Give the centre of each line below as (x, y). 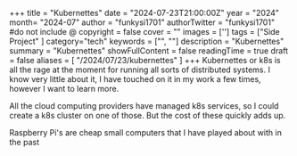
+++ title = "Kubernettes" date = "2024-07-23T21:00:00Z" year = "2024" (144, 13)
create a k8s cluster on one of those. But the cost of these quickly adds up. (148, 115)
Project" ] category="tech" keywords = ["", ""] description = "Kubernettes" (147, 41)
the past (25, 142)
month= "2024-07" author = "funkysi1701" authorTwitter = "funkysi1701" (142, 22)
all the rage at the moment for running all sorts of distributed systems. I (140, 70)
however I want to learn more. (64, 89)
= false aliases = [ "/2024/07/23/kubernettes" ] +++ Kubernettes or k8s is (145, 60)
